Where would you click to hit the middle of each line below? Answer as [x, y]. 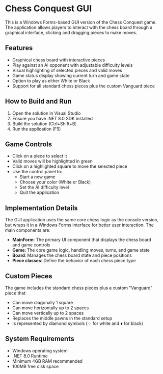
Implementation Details [41, 208]
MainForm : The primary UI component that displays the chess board [81, 240]
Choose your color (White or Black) [55, 182]
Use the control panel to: [37, 172]
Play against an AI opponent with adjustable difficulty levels [72, 65]
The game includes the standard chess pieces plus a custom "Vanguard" [79, 288]
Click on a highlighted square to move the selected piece [70, 166]
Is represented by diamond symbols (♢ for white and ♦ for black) [78, 323]
